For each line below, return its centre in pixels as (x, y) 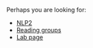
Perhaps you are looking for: (46, 10)
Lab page (30, 37)
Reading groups (39, 30)
